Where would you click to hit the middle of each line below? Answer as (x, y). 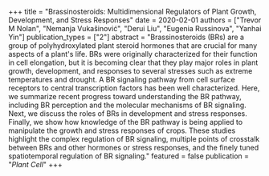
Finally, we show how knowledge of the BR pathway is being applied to (126, 122)
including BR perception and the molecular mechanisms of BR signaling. (127, 105)
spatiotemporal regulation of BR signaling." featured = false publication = (129, 156)
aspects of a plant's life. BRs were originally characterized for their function (133, 54)
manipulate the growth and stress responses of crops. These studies (122, 130)
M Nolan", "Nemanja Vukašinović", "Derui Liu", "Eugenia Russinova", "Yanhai (135, 28)
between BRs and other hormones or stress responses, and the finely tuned (134, 148)
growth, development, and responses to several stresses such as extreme (130, 71)
